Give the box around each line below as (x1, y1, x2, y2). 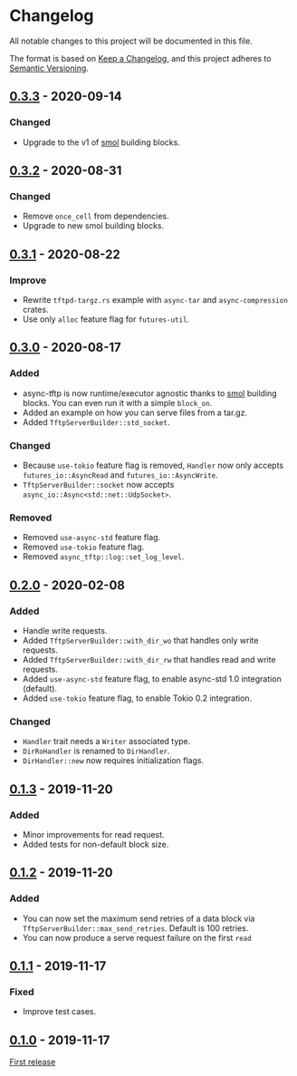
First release (9, 1057, 56, 1068)
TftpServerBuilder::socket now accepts (22, 479, 175, 490)
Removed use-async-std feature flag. (22, 532, 161, 543)
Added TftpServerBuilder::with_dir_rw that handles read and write (22, 654, 276, 664)
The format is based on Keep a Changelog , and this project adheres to (9, 53, 272, 63)
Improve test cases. (22, 1006, 97, 1017)
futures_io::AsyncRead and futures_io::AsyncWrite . (22, 469, 219, 480)
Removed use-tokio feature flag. (22, 541, 145, 553)
